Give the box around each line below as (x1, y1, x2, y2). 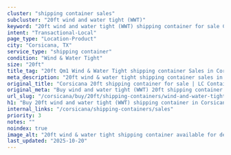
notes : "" (7, 118, 36, 126)
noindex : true (7, 125, 48, 132)
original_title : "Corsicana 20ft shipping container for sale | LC (7, 80, 205, 87)
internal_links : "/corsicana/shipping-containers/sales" (7, 106, 174, 112)
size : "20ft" (7, 61, 45, 68)
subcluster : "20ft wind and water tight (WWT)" (7, 16, 146, 23)
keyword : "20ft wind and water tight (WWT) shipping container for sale (7, 23, 220, 29)
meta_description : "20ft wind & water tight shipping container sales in (7, 73, 223, 81)
